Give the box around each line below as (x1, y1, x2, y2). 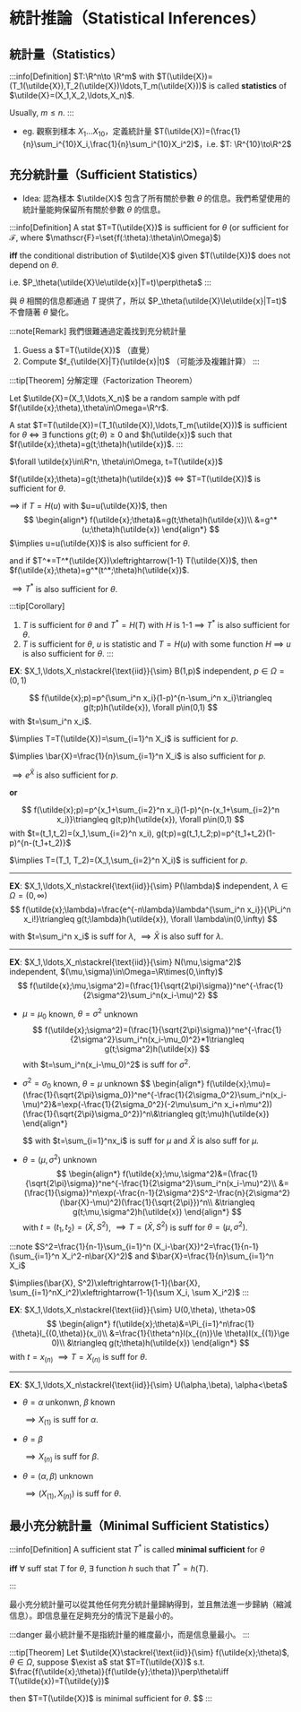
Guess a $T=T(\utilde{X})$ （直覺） (21, 344, 155, 355)
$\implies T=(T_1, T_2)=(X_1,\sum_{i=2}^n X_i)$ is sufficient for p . (9, 855, 248, 865)
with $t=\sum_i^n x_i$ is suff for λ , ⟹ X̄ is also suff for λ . (9, 931, 224, 942)
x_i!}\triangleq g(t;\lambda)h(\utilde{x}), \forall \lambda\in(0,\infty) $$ (23, 913, 278, 924)
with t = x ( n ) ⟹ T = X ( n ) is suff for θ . (9, 1352, 148, 1364)
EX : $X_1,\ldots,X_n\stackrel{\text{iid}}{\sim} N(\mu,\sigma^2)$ (9, 956, 242, 968)
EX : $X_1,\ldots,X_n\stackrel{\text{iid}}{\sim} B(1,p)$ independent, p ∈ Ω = (9, 665, 285, 676)
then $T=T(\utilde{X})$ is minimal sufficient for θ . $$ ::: (9, 1692, 213, 1703)
